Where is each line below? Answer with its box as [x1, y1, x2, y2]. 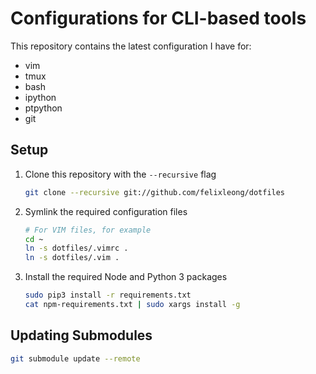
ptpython [24, 102, 63, 114]
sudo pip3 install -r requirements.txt [24, 290, 192, 301]
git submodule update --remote [10, 353, 141, 364]
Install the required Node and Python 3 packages [24, 271, 228, 283]
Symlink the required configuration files [24, 205, 188, 217]
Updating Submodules [10, 327, 153, 344]
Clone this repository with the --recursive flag [24, 168, 217, 180]
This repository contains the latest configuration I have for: [10, 40, 252, 52]
